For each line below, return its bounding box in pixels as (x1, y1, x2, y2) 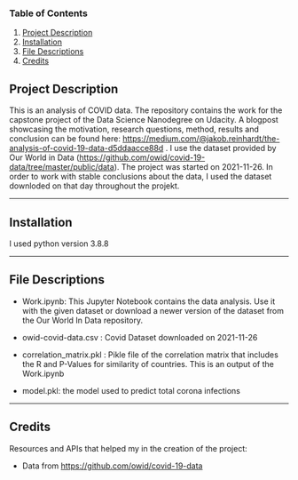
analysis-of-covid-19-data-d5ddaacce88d (9, 143, 164, 154)
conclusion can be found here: (9, 133, 122, 144)
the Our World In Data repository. (21, 315, 144, 325)
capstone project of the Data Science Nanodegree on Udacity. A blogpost (9, 115, 279, 125)
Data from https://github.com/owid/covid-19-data (21, 460, 203, 471)
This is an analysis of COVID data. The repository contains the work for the (9, 105, 283, 116)
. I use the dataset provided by (165, 143, 277, 154)
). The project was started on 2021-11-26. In (114, 162, 273, 172)
